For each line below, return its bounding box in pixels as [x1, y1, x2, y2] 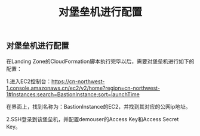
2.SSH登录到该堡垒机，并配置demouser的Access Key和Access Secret [6, 115, 179, 122]
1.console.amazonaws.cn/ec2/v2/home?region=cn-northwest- [6, 84, 160, 91]
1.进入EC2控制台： [6, 78, 52, 85]
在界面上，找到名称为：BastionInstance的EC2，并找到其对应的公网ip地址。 [6, 103, 191, 110]
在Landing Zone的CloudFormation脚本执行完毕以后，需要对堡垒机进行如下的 [6, 58, 195, 65]
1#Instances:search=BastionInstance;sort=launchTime [6, 90, 140, 98]
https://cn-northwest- [51, 78, 105, 85]
